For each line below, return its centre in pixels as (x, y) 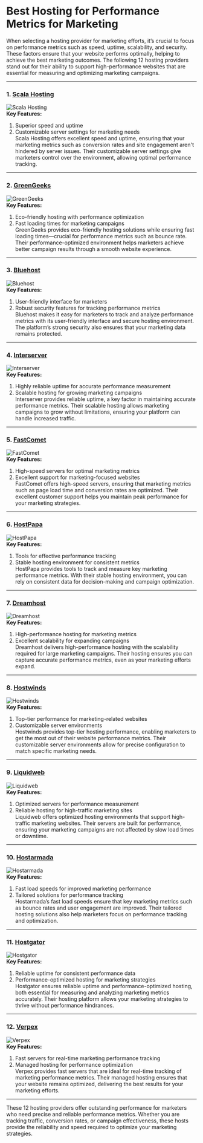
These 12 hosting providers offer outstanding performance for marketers (97, 1107)
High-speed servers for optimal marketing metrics (77, 471)
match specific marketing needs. (56, 751)
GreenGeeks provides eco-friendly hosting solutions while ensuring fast (105, 230)
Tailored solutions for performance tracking (69, 895)
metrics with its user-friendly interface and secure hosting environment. (105, 321)
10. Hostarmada (30, 857)
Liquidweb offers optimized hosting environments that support (93, 816)
